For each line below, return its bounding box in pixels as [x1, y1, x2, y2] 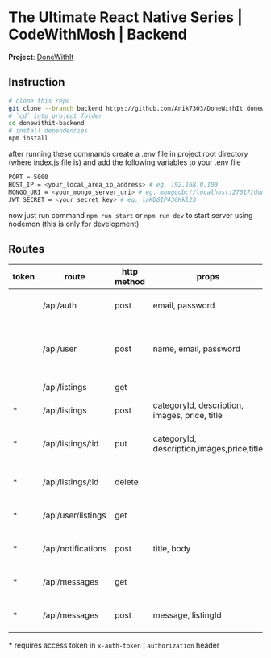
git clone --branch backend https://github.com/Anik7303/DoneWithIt [8, 104, 244, 112]
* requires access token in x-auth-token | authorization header [8, 640, 220, 650]
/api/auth [42, 300, 77, 311]
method [114, 276, 145, 287]
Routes [8, 242, 45, 256]
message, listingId [152, 610, 222, 621]
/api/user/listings [42, 509, 106, 521]
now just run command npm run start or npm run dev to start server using [8, 210, 253, 220]
